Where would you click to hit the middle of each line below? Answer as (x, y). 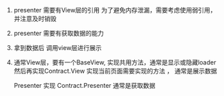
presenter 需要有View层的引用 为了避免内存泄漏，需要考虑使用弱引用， (115, 10)
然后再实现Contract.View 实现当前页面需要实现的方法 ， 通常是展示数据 (115, 71)
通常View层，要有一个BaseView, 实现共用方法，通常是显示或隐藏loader (115, 62)
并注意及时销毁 (35, 19)
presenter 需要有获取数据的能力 (59, 33)
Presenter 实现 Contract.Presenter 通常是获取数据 (84, 85)
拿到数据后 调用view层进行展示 (58, 48)
